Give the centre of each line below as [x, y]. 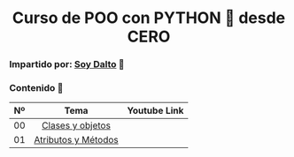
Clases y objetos [76, 125]
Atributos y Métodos [77, 140]
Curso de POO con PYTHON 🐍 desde [149, 18]
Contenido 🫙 [36, 88]
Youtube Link [155, 111]
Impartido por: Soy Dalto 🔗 [67, 64]
